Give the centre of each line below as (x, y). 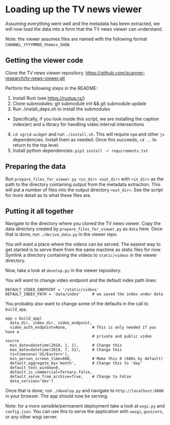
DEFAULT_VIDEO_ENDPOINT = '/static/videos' (52, 290)
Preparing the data (36, 166)
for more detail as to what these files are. (48, 195)
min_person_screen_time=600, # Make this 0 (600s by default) (87, 359)
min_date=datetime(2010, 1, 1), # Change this (66, 345)
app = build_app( (24, 319)
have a (12, 332)
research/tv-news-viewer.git (35, 78)
